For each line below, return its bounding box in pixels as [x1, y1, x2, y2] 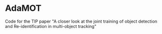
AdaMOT [5, 3, 42, 14]
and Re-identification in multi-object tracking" [5, 23, 97, 29]
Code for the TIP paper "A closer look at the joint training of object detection [5, 18, 158, 24]
